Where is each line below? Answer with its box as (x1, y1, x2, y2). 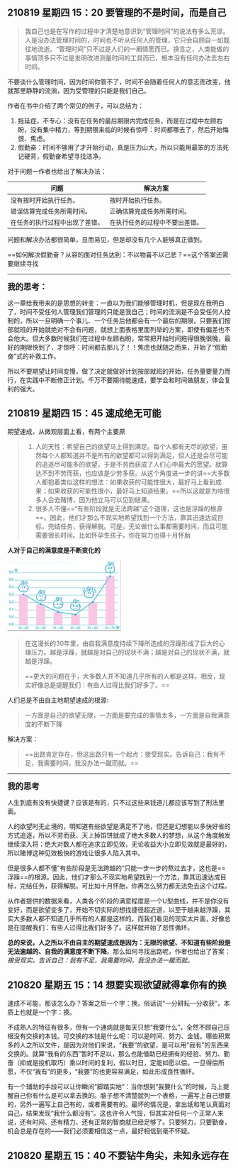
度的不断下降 (24, 720, 62, 728)
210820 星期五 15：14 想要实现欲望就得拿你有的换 (7, 979, 227, 991)
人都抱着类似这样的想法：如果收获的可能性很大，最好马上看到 (35, 478, 216, 486)
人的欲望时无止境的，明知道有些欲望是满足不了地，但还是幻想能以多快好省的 (7, 822, 231, 831)
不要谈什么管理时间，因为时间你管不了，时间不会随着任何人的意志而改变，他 (7, 77, 231, 86)
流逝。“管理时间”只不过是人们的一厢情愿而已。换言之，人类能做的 (37, 45, 229, 53)
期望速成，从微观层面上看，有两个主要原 (7, 428, 125, 436)
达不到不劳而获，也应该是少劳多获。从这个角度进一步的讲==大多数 (35, 469, 230, 477)
